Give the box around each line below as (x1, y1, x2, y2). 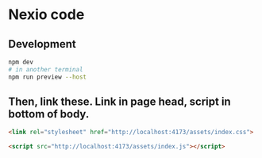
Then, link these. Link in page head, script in (8, 95, 232, 109)
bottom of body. (8, 107, 90, 121)
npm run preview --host (8, 73, 87, 81)
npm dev (8, 58, 34, 66)
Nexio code (8, 6, 85, 24)
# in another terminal (8, 65, 83, 73)
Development (8, 37, 77, 51)
